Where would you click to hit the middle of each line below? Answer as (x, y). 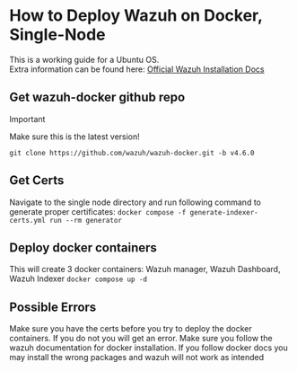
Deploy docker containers (83, 247)
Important (27, 119)
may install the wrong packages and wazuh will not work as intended (137, 358)
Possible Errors (53, 307)
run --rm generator (86, 220)
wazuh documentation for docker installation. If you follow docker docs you (149, 348)
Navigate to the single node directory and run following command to (135, 202)
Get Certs (37, 181)
